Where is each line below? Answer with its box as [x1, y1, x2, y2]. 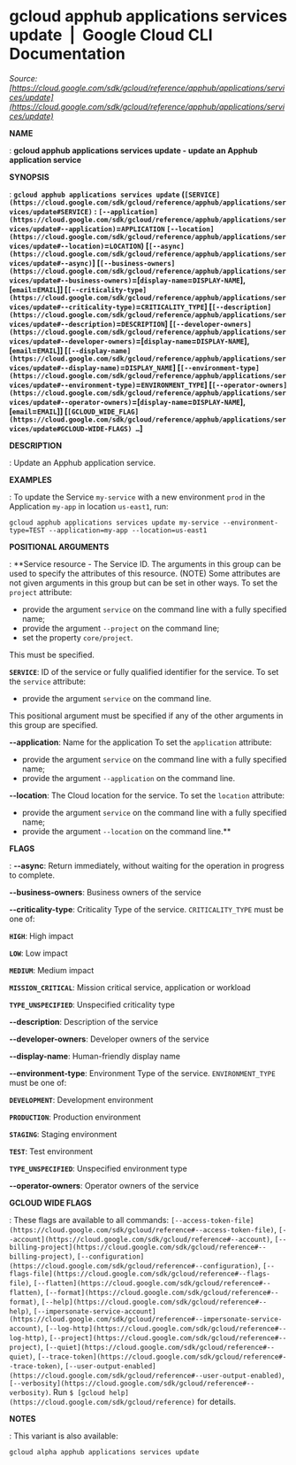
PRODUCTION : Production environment [9, 1112, 141, 1122]
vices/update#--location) [9, 242, 104, 251]
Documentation [9, 44, 126, 64]
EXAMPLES [9, 474, 52, 484]
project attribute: [9, 586, 72, 597]
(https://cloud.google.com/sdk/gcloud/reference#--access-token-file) [9, 1225, 275, 1235]
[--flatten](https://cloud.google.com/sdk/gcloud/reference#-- [33, 1278, 271, 1288]
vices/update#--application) [9, 224, 117, 234]
